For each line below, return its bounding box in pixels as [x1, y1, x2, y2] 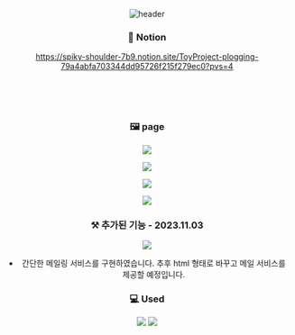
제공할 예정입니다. [122, 268, 186, 279]
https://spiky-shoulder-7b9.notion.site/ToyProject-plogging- [35, 51, 259, 62]
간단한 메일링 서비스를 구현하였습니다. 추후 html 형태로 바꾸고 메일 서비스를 [22, 258, 286, 268]
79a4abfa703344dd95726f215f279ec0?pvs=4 [60, 61, 234, 72]
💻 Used [129, 293, 165, 305]
